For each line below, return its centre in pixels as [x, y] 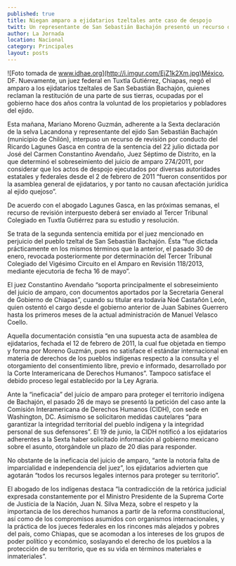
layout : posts [28, 54]
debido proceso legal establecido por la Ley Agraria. [83, 380]
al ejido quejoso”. [32, 191]
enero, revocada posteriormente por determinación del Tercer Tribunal [110, 256]
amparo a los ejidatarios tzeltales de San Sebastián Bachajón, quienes [109, 88]
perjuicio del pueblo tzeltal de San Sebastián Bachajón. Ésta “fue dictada [113, 241]
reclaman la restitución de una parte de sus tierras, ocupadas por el [105, 95]
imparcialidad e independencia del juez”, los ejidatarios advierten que [108, 467]
